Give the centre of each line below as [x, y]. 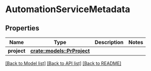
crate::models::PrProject [60, 51]
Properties [22, 28]
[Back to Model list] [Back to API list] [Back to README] [63, 63]
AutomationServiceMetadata [68, 9]
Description [109, 42]
